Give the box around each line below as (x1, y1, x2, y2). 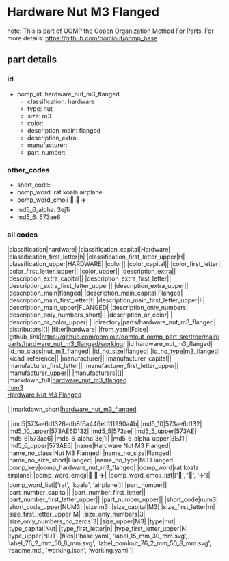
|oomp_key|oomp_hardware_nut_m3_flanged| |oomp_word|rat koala (7, 463, 199, 472)
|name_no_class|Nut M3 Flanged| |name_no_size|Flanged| (7, 449, 172, 457)
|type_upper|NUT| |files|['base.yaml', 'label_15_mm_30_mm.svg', (7, 532, 188, 540)
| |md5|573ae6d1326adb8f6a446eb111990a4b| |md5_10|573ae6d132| (7, 420, 202, 428)
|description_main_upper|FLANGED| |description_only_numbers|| (7, 304, 190, 312)
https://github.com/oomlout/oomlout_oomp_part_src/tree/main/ (41, 332, 220, 341)
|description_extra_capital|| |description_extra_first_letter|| (7, 274, 172, 283)
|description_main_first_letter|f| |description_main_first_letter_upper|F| (7, 296, 205, 304)
